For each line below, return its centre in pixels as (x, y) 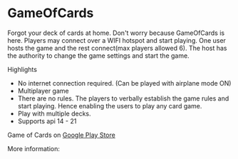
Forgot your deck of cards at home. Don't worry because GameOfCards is (116, 33)
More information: (34, 148)
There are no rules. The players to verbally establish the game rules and (123, 98)
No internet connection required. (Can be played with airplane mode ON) (124, 83)
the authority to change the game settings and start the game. (99, 56)
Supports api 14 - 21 (47, 121)
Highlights (22, 69)
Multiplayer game (43, 91)
